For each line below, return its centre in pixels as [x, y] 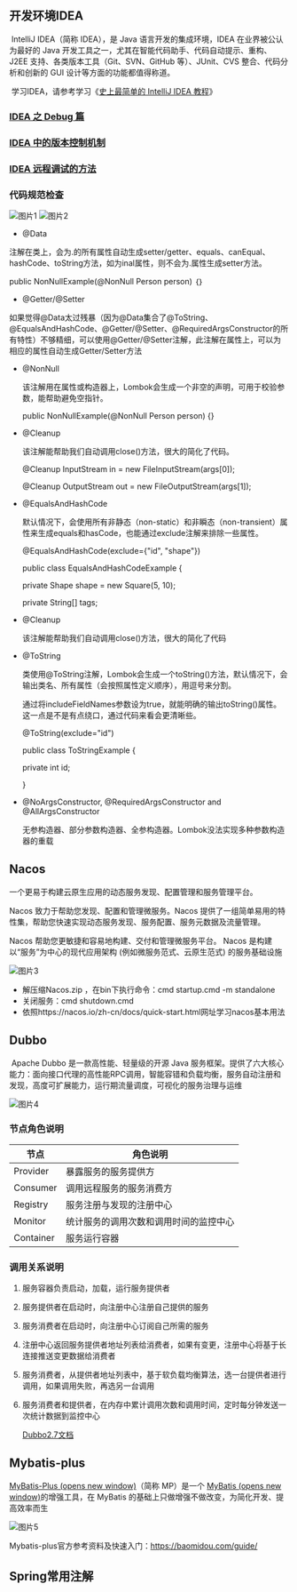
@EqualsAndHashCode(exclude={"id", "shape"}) [111, 550]
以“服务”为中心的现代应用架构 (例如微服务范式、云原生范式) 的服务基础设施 [146, 952]
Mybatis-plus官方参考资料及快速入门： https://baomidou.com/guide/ [133, 1546]
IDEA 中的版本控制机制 [58, 142]
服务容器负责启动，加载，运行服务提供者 [96, 1288]
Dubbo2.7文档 [48, 1435]
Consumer [35, 1188]
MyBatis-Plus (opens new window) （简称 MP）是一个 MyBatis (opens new [145, 1485]
